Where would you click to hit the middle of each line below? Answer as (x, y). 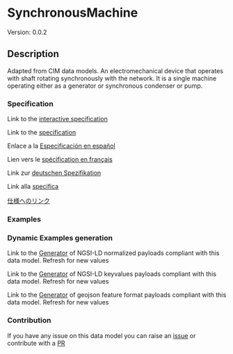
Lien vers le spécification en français (60, 160)
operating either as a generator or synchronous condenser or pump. (105, 86)
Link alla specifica (33, 187)
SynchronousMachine (73, 13)
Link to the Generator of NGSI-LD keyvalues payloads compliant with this (112, 274)
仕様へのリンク (29, 201)
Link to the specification (42, 132)
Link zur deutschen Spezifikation (54, 173)
